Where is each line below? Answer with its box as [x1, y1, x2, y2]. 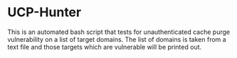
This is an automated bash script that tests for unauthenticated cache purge [7, 28, 230, 36]
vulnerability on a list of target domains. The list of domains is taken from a [7, 35, 226, 43]
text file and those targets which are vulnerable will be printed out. [7, 42, 202, 51]
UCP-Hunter [7, 4, 82, 21]
